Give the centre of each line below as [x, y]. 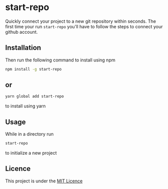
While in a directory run [29, 134]
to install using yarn [26, 106]
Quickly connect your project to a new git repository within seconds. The [81, 21]
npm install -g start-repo [33, 69]
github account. [22, 32]
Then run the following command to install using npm [60, 60]
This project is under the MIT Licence [44, 181]
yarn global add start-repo [35, 97]
